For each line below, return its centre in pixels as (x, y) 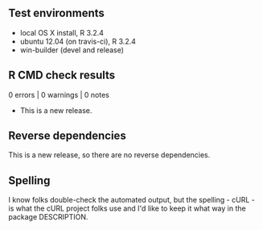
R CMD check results (62, 75)
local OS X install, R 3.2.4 (62, 32)
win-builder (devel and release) (72, 50)
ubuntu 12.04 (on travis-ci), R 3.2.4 (78, 41)
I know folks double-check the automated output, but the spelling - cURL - (131, 200)
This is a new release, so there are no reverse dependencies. (109, 155)
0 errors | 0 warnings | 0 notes (59, 94)
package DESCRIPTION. (48, 217)
